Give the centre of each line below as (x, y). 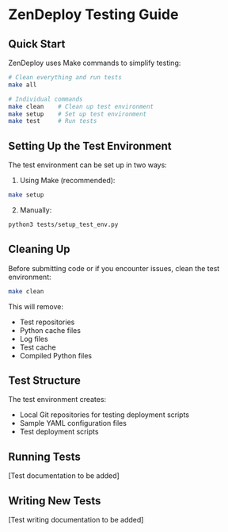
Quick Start (37, 44)
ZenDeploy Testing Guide (93, 15)
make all (23, 85)
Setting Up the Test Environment (90, 145)
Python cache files (50, 330)
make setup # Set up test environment (78, 114)
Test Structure (45, 380)
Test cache (38, 347)
